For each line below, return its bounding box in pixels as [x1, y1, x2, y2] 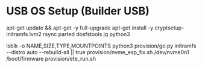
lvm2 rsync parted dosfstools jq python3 [29, 30, 131, 37]
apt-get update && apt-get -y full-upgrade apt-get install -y [6, 24, 154, 31]
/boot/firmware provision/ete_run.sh [6, 55, 96, 62]
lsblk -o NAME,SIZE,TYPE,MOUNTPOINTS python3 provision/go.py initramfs [6, 42, 197, 49]
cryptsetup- [154, 24, 185, 31]
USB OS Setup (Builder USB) [6, 4, 150, 18]
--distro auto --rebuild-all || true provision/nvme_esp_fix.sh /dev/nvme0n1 [6, 48, 189, 55]
